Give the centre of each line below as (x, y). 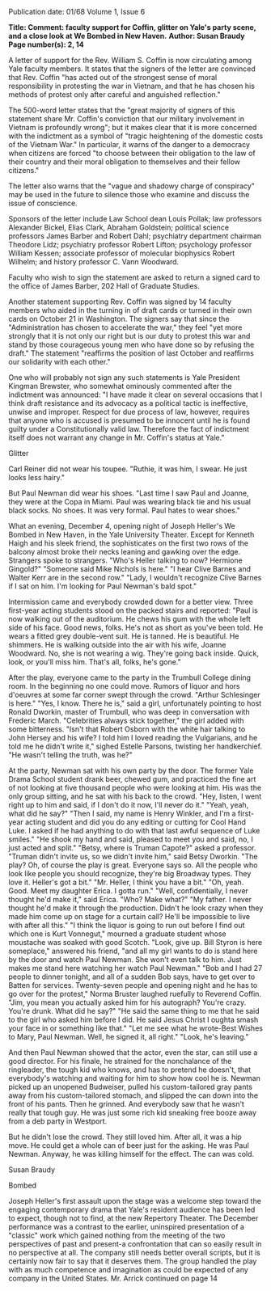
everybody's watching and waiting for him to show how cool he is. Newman (135, 1078)
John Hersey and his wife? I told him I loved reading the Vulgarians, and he (133, 738)
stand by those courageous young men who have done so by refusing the (131, 344)
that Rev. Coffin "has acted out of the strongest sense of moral (113, 77)
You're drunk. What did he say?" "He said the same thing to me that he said (134, 1011)
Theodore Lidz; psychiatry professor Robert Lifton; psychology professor (130, 245)
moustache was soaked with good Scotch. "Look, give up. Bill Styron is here (135, 942)
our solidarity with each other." (59, 362)
